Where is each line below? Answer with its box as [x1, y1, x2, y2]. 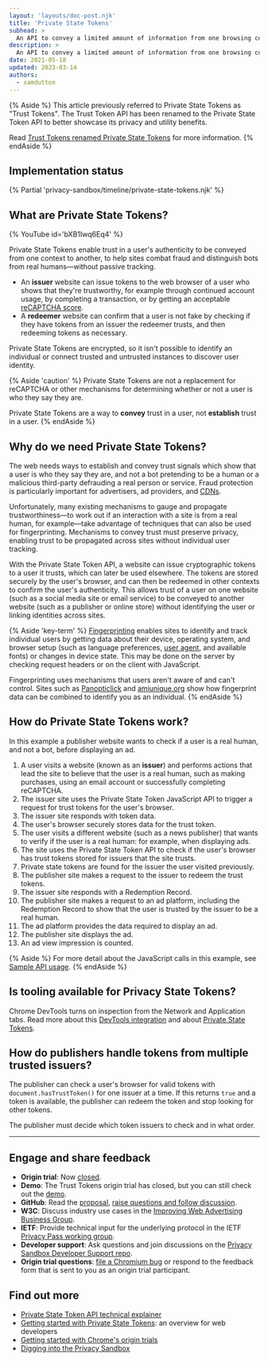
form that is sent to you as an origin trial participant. [20, 1265, 191, 1275]
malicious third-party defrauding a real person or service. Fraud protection [9, 477, 254, 487]
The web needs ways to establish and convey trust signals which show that [9, 461, 257, 470]
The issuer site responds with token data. [20, 810, 157, 821]
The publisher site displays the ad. [20, 929, 134, 939]
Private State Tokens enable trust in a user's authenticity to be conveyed [9, 245, 247, 255]
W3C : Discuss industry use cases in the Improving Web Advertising [20, 1206, 243, 1216]
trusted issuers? [9, 1058, 92, 1072]
